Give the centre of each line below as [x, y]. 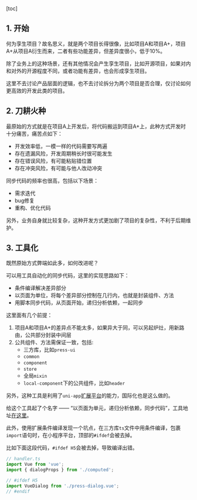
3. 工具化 [22, 248]
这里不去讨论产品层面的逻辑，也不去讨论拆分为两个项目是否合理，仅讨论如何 [98, 83]
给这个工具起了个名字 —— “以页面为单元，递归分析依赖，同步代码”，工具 [95, 408]
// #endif [18, 491]
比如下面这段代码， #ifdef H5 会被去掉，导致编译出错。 [72, 448]
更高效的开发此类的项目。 [37, 90]
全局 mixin [35, 376]
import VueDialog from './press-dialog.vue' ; [62, 486]
